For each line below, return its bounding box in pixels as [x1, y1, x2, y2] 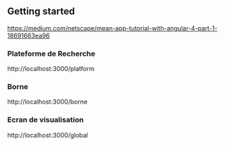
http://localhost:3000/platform [7, 65, 95, 73]
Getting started [7, 6, 75, 17]
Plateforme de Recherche [7, 49, 96, 58]
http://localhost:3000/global [7, 131, 89, 139]
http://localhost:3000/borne [7, 97, 88, 106]
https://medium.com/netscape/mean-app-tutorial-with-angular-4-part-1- [7, 24, 218, 32]
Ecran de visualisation [7, 115, 84, 124]
